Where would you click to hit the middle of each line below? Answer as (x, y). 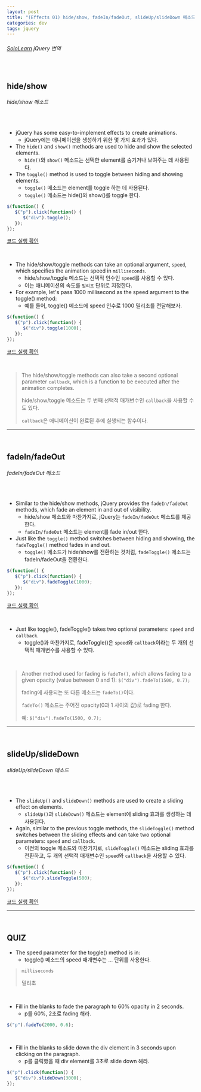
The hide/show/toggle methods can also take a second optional (100, 375)
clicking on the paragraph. (48, 1054)
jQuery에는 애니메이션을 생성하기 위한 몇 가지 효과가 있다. (91, 140)
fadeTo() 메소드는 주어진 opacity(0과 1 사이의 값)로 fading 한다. (96, 705)
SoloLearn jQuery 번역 (34, 48)
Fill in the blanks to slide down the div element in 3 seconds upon (96, 1048)
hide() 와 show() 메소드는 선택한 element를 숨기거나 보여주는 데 (99, 160)
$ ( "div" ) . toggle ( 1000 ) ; (52, 328)
